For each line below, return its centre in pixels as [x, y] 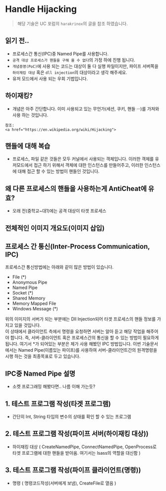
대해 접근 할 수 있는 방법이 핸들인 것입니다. [59, 171]
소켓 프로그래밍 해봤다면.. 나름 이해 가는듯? [54, 387]
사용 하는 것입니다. [30, 115]
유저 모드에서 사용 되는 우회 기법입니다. [50, 79]
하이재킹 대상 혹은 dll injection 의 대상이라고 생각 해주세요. [70, 72]
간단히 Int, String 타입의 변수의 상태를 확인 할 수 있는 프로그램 [72, 417]
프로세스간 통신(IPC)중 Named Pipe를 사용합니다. [60, 54]
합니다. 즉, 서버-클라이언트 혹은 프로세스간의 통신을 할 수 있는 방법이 [76, 338]
